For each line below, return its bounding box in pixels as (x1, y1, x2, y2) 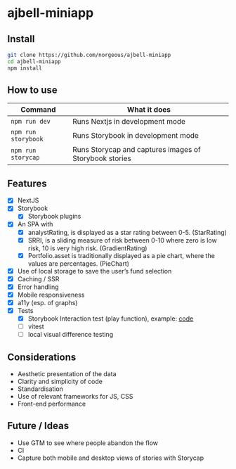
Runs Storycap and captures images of (72, 145, 202, 155)
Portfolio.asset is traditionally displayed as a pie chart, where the (27, 251, 216, 259)
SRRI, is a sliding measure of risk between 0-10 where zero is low (27, 236, 218, 244)
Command (20, 105, 56, 115)
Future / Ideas (7, 420, 69, 432)
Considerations (7, 351, 77, 363)
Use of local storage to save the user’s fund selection (17, 266, 172, 275)
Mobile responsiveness (17, 290, 85, 299)
